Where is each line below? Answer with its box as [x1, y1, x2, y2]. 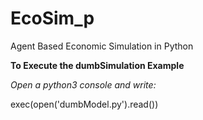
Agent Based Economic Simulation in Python [10, 40, 194, 52]
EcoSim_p [10, 7, 95, 30]
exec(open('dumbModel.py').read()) [10, 98, 159, 110]
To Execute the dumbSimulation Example [10, 59, 185, 71]
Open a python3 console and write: [10, 78, 157, 91]
